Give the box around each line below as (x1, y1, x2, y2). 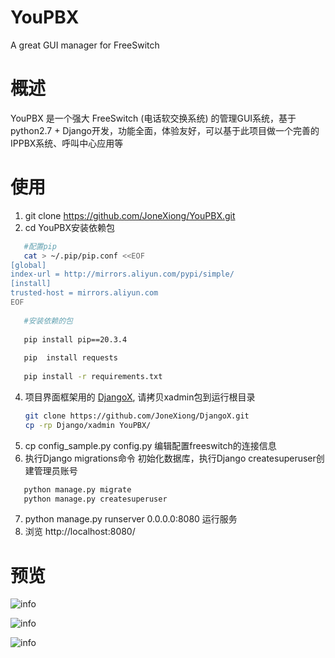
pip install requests (23, 353, 118, 363)
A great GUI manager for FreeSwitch (10, 39, 160, 51)
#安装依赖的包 (23, 316, 73, 326)
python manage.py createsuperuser (23, 494, 168, 504)
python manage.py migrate (23, 484, 132, 495)
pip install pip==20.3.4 (23, 334, 128, 345)
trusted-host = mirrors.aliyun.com (10, 288, 159, 298)
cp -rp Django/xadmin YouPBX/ (24, 420, 152, 430)
